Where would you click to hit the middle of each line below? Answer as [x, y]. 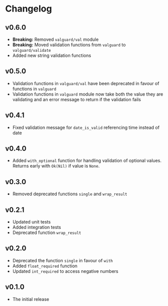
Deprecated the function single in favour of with [62, 260]
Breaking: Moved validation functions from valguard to [69, 45]
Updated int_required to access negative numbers [65, 271]
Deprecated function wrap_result [47, 233]
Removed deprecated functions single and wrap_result [70, 194]
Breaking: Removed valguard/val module [55, 39]
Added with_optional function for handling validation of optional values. [87, 161]
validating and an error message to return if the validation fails [77, 99]
